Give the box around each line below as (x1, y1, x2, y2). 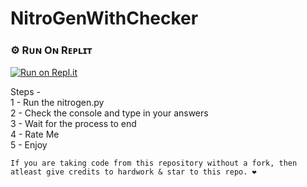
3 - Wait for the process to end (10, 118, 137, 130)
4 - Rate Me (10, 128, 60, 141)
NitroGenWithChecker (10, 7, 199, 30)
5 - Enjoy (10, 139, 48, 151)
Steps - (10, 86, 41, 98)
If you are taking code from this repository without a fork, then (10, 158, 298, 169)
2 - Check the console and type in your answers (10, 107, 209, 119)
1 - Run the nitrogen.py (10, 97, 105, 109)
